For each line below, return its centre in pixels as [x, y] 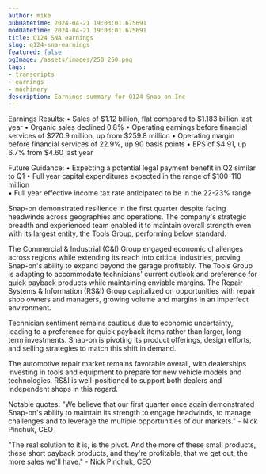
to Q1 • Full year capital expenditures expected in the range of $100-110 [125, 176]
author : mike [30, 15]
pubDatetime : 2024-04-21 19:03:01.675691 [78, 23]
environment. [30, 308]
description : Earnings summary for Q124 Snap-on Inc [97, 97]
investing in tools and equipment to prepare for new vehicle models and [125, 372]
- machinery [28, 89]
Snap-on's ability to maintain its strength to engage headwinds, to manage [130, 413]
